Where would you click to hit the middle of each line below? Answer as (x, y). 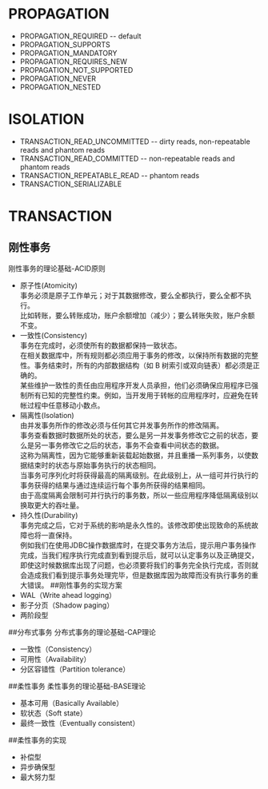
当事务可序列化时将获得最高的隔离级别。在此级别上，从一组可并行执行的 (139, 475)
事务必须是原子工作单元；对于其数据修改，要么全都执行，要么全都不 (132, 295)
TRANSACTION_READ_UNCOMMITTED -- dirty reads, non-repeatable (135, 141)
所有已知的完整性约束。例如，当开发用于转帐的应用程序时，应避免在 (139, 395)
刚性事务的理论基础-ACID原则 (57, 268)
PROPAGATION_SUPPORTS (65, 44)
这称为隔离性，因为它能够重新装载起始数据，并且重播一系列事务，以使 (136, 455)
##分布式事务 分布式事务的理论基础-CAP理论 (82, 632)
